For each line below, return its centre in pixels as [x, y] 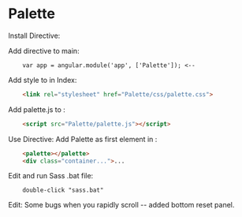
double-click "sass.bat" [63, 190]
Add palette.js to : [37, 109]
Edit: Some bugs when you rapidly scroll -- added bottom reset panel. [121, 205]
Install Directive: [34, 36]
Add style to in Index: [43, 80]
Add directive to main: [44, 51]
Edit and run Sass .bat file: [51, 176]
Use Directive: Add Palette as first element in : [83, 139]
